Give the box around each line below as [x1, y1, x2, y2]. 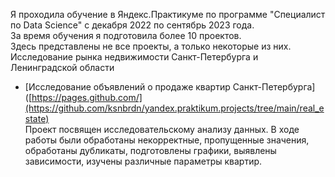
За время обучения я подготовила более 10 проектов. [10, 30, 242, 41]
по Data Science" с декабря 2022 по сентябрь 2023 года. [10, 19, 255, 31]
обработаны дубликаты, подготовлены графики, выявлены [24, 145, 277, 156]
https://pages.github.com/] [31, 92, 143, 103]
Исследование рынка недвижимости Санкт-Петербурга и [10, 51, 259, 63]
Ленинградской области [10, 62, 115, 73]
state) [24, 113, 50, 124]
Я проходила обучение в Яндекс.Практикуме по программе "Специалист [10, 9, 326, 20]
